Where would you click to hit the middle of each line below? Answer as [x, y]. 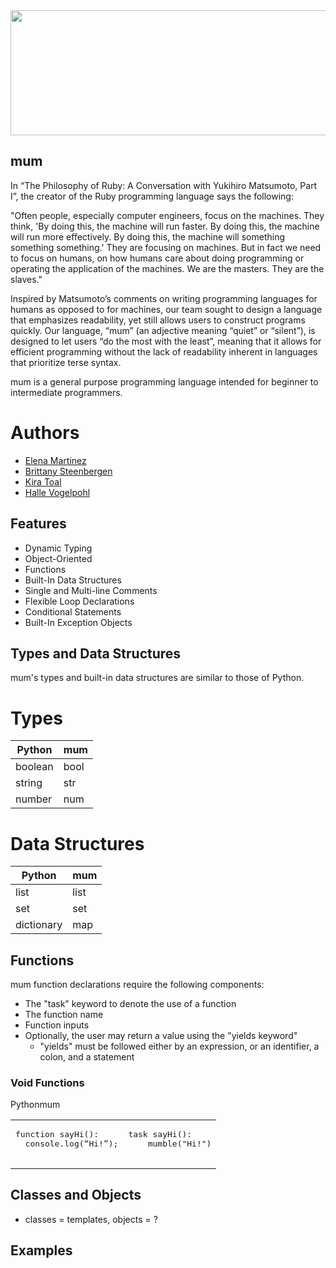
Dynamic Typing [58, 548]
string [29, 783]
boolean [34, 767]
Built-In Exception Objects [78, 622]
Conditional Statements [73, 611]
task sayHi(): [160, 1134]
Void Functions [47, 1082]
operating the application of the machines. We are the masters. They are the [167, 268]
